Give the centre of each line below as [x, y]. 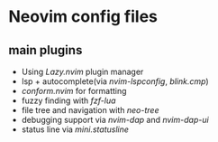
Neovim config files [83, 17]
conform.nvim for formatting [74, 91]
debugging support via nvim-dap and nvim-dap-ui [115, 120]
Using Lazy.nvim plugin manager [82, 71]
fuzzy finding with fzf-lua [68, 100]
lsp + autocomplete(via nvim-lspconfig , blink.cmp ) [115, 81]
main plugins [45, 50]
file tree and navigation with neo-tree [90, 110]
